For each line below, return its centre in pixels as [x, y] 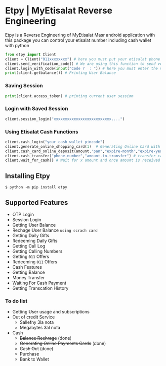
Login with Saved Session [37, 109]
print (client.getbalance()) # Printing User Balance [61, 73]
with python [17, 45]
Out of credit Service [34, 317]
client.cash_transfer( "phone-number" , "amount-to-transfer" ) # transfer [80, 156]
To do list [16, 301]
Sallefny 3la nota [37, 322]
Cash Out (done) [37, 349]
